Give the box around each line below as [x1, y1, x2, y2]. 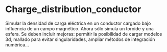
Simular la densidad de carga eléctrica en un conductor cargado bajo [5, 20, 151, 26]
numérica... [5, 41, 29, 47]
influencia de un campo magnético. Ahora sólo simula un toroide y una [5, 25, 154, 31]
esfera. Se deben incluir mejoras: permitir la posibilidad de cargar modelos [5, 31, 162, 37]
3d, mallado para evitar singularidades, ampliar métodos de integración [5, 36, 155, 42]
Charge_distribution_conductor [5, 4, 141, 15]
